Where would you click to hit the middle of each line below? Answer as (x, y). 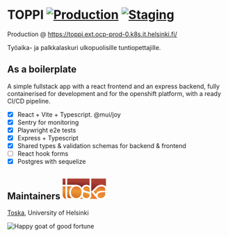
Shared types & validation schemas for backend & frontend (101, 146)
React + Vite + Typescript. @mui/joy (69, 114)
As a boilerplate (42, 70)
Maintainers (34, 196)
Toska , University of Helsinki (48, 213)
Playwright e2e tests (47, 130)
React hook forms (43, 154)
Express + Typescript (48, 138)
